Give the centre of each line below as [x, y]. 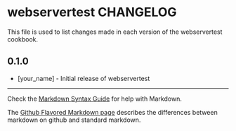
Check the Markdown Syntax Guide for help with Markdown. [95, 99]
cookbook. [23, 39]
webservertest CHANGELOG [92, 12]
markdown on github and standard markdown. [74, 120]
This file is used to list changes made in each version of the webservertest [115, 32]
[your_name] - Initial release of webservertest [84, 78]
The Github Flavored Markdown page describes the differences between [112, 112]
